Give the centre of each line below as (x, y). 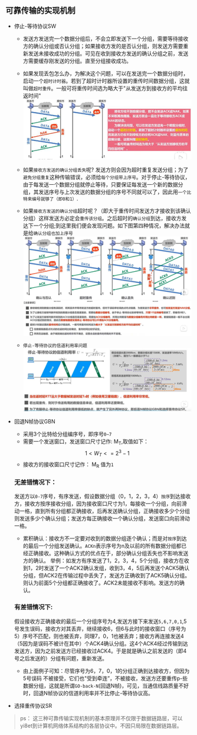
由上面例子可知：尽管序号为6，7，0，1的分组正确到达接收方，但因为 (106, 670)
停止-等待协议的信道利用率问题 (55, 345)
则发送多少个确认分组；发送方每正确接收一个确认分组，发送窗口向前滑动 (102, 519)
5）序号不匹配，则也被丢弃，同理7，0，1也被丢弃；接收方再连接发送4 (99, 636)
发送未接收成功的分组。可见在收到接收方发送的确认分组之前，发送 (108, 53)
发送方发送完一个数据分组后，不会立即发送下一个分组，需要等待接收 (106, 38)
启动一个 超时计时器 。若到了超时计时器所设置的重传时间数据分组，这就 (106, 81)
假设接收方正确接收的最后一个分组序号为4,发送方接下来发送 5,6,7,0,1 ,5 (100, 621)
